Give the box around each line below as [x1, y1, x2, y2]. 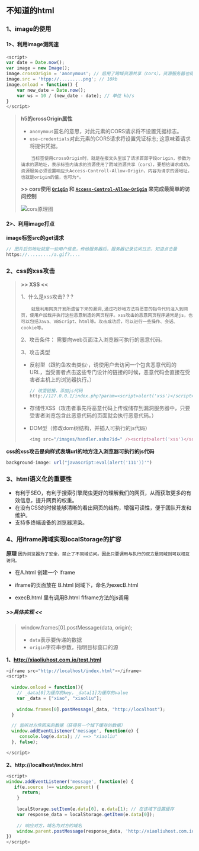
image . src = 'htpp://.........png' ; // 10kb [6, 76, 118, 82]
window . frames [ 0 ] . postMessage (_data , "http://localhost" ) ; [17, 707, 166, 712]
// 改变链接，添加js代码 [29, 387, 83, 394]
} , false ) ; [11, 739, 38, 745]
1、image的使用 [6, 25, 52, 33]
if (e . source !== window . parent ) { [14, 784, 99, 790]
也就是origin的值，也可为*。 [20, 174, 84, 181]
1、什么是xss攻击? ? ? [20, 293, 74, 300]
